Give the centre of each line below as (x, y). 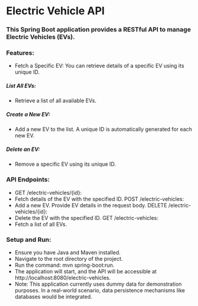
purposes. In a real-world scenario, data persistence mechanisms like (100, 290)
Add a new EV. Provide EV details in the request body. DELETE (91, 205)
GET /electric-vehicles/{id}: (48, 193)
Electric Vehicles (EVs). (41, 37)
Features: (20, 53)
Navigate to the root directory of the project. (69, 258)
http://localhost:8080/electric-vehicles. (63, 277)
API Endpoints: (28, 179)
